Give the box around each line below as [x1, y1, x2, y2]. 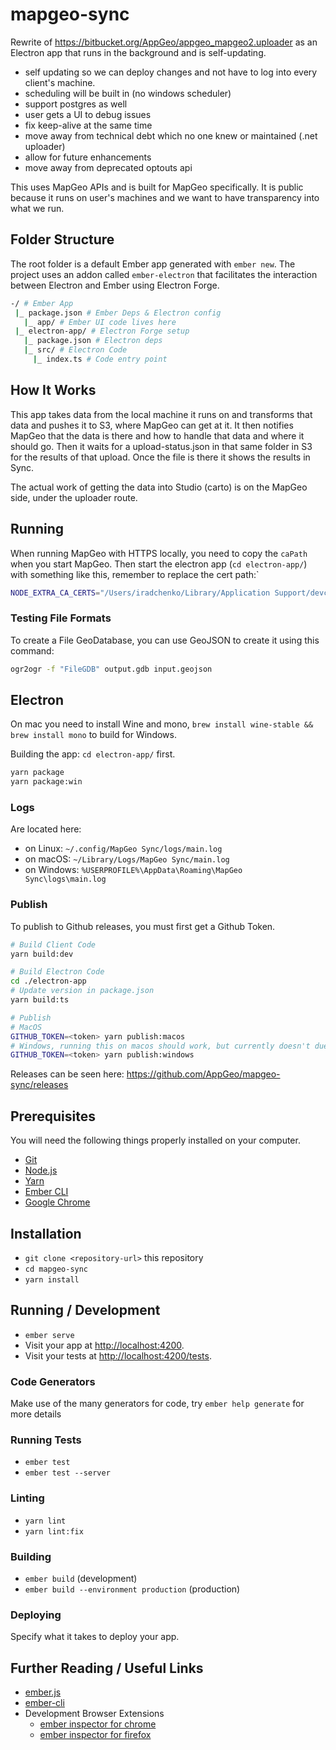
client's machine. [24, 76, 96, 88]
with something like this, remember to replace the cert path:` [10, 568, 260, 580]
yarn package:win [10, 777, 83, 787]
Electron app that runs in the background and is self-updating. [10, 46, 267, 58]
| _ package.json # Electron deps [23, 336, 163, 346]
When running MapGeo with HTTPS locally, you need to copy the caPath [10, 547, 308, 559]
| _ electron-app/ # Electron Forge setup [14, 326, 190, 337]
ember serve [24, 1330, 75, 1340]
